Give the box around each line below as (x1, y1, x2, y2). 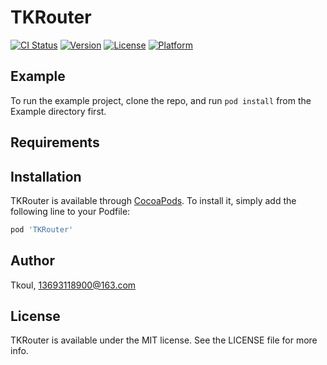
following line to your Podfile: (10, 205, 131, 217)
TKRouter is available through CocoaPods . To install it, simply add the (10, 194, 297, 206)
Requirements (10, 134, 100, 151)
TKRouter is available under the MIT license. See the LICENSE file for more (10, 334, 318, 346)
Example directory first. (10, 105, 107, 117)
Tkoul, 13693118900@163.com (10, 279, 137, 291)
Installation (10, 168, 82, 185)
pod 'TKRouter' (10, 224, 74, 235)
